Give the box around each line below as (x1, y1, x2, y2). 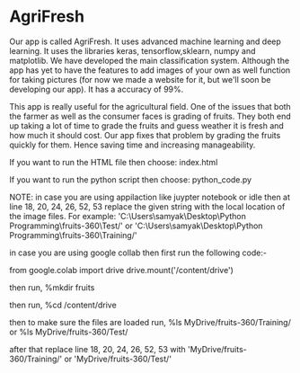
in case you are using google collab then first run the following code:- (9, 247, 268, 258)
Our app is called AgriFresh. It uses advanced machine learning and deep (9, 36, 281, 47)
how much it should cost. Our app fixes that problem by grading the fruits (9, 129, 281, 140)
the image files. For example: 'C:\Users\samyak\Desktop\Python (9, 210, 247, 221)
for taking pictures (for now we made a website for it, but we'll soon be (9, 74, 271, 84)
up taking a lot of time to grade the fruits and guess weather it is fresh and (9, 120, 285, 131)
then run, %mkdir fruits (9, 281, 95, 293)
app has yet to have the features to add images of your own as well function (9, 65, 291, 75)
